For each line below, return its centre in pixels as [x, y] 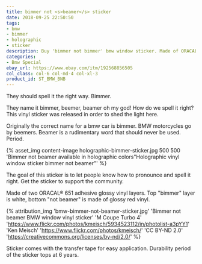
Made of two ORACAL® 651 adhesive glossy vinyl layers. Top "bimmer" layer [101, 193]
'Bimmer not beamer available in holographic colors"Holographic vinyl [93, 157]
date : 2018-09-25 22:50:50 [40, 17]
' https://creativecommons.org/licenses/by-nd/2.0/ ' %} [74, 237]
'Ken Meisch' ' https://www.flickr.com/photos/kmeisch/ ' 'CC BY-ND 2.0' [95, 230]
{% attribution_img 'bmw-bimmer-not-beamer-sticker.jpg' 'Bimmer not [94, 211]
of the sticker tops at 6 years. [43, 255]
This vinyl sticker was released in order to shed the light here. [83, 115]
